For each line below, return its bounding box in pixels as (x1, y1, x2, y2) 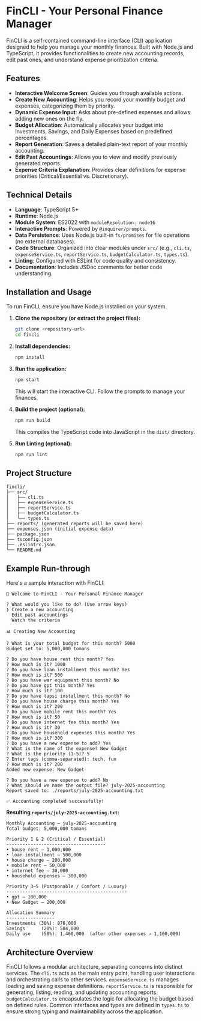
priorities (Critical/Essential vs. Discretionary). (14, 172, 129, 180)
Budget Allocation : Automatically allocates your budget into (14, 121, 164, 129)
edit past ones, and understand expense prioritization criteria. (6, 56, 159, 63)
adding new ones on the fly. (14, 115, 84, 122)
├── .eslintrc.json (6, 542, 55, 548)
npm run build (14, 417, 50, 423)
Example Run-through (6, 563, 91, 573)
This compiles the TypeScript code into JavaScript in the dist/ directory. (14, 428, 195, 435)
